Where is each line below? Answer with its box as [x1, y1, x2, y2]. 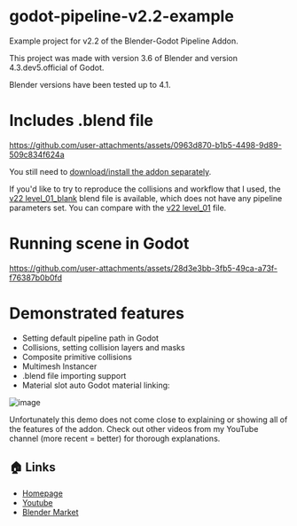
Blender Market [21, 506, 79, 517]
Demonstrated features [9, 303, 184, 323]
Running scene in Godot [9, 233, 190, 254]
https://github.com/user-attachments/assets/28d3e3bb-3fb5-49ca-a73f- [9, 263, 277, 273]
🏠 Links [9, 459, 56, 475]
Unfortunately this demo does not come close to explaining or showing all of [9, 414, 288, 425]
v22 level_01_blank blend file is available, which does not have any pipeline [9, 192, 283, 203]
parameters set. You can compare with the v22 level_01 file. [9, 202, 227, 213]
